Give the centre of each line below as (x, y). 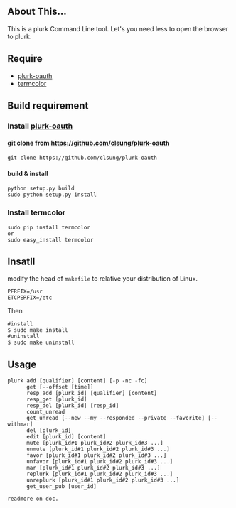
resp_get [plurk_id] (57, 400)
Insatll (21, 262)
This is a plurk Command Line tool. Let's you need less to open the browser (118, 28)
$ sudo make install (38, 330)
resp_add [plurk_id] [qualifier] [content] (92, 394)
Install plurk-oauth (40, 126)
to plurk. (20, 36)
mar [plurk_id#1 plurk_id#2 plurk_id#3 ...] (93, 468)
